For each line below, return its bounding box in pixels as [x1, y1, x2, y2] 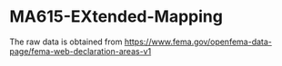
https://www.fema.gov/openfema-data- [124, 36, 273, 47]
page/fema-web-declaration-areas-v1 [9, 45, 152, 56]
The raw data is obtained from [9, 36, 123, 47]
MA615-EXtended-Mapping [9, 6, 223, 27]
